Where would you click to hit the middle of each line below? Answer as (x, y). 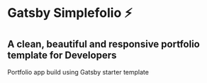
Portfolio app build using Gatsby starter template (78, 72)
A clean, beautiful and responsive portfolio (103, 44)
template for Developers (62, 55)
